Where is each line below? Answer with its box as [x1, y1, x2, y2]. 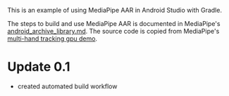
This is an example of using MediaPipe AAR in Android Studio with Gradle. [7, 6, 222, 14]
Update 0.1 [7, 59, 70, 75]
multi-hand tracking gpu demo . [7, 34, 97, 43]
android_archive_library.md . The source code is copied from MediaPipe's [7, 27, 220, 35]
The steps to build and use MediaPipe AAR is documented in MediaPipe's [7, 20, 221, 27]
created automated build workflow [17, 82, 118, 90]
